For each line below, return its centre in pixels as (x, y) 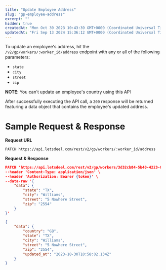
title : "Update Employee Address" (41, 10)
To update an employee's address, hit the (47, 47)
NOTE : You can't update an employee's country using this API (68, 92)
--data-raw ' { (20, 181)
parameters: (18, 57)
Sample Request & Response (65, 127)
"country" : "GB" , (41, 231)
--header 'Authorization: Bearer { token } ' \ (52, 176)
